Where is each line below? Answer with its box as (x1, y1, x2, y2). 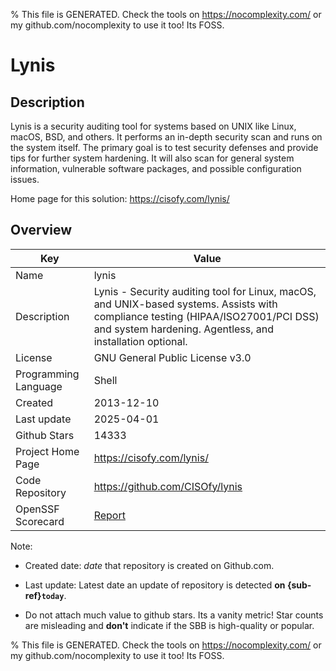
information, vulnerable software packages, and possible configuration (10, 163, 302, 174)
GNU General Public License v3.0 (93, 350, 252, 364)
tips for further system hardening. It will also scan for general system (10, 152, 295, 164)
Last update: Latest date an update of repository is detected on (24, 579, 286, 591)
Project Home (15, 444, 80, 458)
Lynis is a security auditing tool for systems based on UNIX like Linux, (10, 120, 297, 132)
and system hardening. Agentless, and (93, 322, 275, 336)
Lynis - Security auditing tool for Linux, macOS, (93, 284, 317, 298)
